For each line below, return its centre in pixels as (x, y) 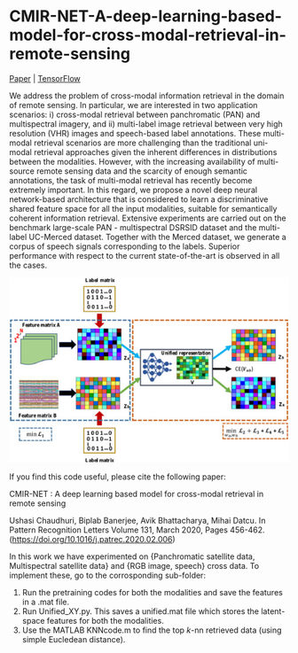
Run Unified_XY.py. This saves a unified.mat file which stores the (141, 611)
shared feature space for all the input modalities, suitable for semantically (143, 208)
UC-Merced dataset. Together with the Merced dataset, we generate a (157, 237)
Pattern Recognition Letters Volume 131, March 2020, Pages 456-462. (137, 530)
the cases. (28, 265)
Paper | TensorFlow (45, 78)
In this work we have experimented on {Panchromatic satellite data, (132, 556)
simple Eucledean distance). (74, 639)
